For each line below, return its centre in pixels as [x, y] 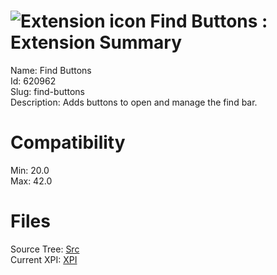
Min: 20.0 [30, 170]
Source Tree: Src [45, 249]
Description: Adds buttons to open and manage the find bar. [134, 102]
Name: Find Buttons [51, 70]
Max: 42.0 [31, 181]
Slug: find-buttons [47, 91]
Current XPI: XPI [44, 259]
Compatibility [68, 142]
